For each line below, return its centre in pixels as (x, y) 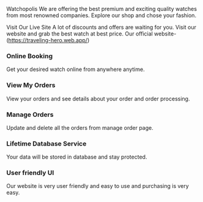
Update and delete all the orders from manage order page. (80, 127)
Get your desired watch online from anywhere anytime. (76, 69)
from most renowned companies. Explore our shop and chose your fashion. (102, 15)
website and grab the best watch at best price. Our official (79, 34)
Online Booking (30, 56)
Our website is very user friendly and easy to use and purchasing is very (98, 186)
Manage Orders (30, 114)
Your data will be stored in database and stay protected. (77, 157)
